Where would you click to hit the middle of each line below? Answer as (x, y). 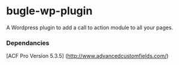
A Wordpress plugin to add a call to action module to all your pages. (90, 27)
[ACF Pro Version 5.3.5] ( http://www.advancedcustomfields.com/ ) (87, 56)
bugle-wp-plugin (49, 11)
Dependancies (28, 43)
